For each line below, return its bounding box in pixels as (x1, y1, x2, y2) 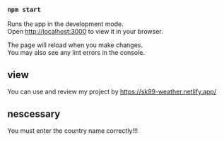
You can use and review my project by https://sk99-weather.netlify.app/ (7, 87, 217, 96)
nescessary (7, 108, 61, 120)
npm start (7, 6, 41, 13)
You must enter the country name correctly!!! (7, 126, 138, 135)
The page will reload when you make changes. (7, 41, 143, 49)
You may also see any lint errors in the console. (7, 49, 145, 57)
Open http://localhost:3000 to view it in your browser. (7, 27, 164, 36)
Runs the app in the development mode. (7, 20, 124, 28)
